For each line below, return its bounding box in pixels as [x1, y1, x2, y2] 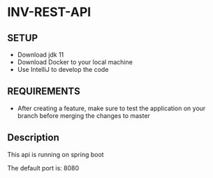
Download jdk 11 [17, 50, 64, 59]
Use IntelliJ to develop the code [17, 66, 109, 73]
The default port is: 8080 [7, 163, 80, 172]
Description [7, 132, 59, 144]
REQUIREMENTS [7, 85, 80, 98]
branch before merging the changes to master [17, 111, 150, 119]
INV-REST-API [7, 4, 91, 20]
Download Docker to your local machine [17, 58, 133, 66]
